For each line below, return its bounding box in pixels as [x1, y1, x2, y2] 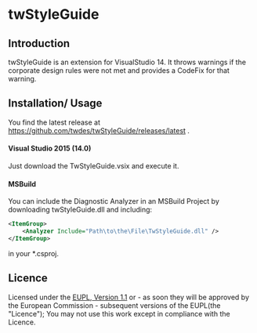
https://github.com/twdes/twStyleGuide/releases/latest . [8, 125, 190, 135]
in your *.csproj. [8, 248, 60, 258]
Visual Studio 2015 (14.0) [8, 143, 92, 154]
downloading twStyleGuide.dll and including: [8, 205, 153, 215]
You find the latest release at [8, 118, 100, 127]
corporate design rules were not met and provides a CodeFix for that [8, 66, 230, 75]
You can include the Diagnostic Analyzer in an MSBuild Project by [8, 197, 219, 206]
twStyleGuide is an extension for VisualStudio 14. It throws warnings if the [8, 57, 247, 67]
